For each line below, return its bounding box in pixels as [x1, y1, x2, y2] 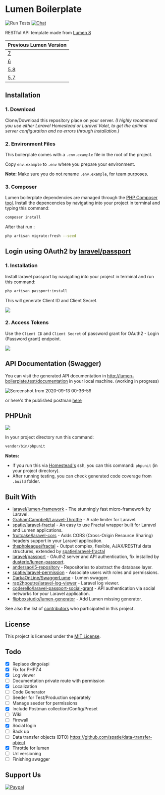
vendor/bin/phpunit [5, 444, 46, 449]
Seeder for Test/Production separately [12, 694, 91, 700]
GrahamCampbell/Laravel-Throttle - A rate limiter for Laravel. [12, 517, 137, 523]
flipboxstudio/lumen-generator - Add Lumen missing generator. [12, 596, 142, 602]
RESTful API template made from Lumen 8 [5, 29, 91, 35]
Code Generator [12, 689, 46, 695]
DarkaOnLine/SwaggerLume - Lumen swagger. [12, 575, 109, 581]
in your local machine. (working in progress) [69, 378, 160, 384]
